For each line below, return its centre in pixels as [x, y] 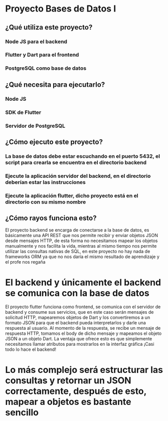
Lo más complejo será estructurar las [84, 370]
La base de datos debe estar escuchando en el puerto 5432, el [83, 156]
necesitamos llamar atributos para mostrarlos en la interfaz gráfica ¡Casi [80, 344]
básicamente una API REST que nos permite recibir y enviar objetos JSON [81, 236]
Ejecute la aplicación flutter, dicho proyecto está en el [72, 195]
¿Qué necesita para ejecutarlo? [55, 84]
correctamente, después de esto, [76, 391]
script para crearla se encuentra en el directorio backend [76, 162]
